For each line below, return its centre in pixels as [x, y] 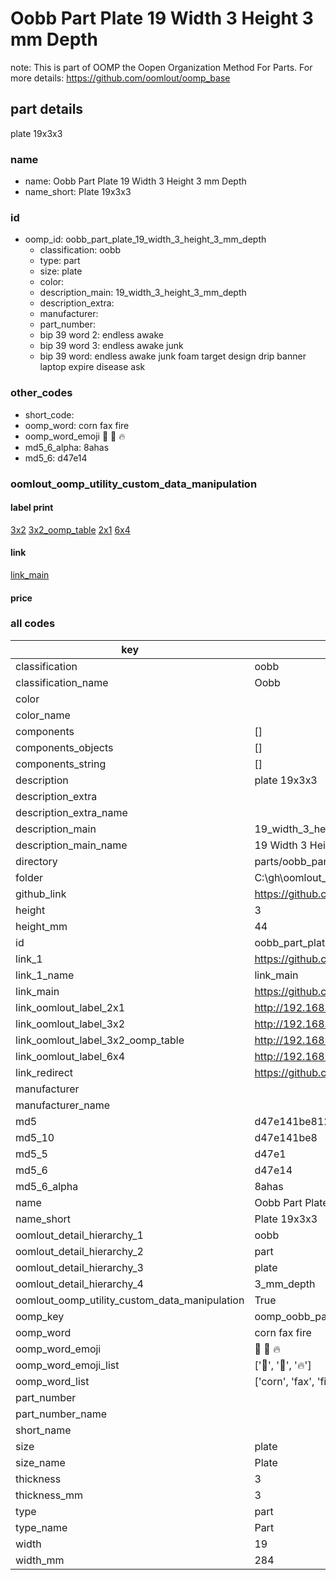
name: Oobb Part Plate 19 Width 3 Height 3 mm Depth [135, 181]
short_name [43, 1430]
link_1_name [45, 975]
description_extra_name [71, 812]
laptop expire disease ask [92, 367]
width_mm [40, 1560]
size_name [40, 1462]
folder [29, 877]
